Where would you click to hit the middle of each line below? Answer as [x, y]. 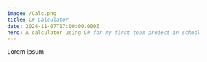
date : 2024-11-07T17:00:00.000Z [53, 26]
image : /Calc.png [32, 13]
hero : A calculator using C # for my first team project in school [104, 32]
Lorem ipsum [26, 52]
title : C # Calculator [38, 20]
